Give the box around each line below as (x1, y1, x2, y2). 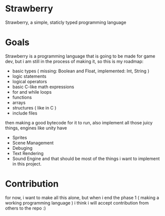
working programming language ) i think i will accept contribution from (5, 200, 149, 206)
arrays (12, 100, 26, 106)
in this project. (12, 161, 42, 166)
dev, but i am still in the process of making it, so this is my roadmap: (5, 58, 144, 64)
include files (12, 110, 38, 116)
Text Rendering (12, 150, 44, 156)
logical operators (12, 78, 47, 84)
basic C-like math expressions (12, 84, 74, 90)
